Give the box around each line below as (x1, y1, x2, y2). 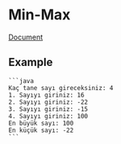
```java (8, 76, 35, 85)
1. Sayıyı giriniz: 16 (8, 91, 85, 99)
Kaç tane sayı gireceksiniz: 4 (8, 84, 114, 92)
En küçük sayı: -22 (8, 126, 74, 134)
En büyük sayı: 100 (8, 119, 74, 127)
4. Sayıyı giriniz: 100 (8, 112, 89, 120)
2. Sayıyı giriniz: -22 (8, 98, 89, 106)
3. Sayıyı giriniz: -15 (8, 105, 89, 113)
